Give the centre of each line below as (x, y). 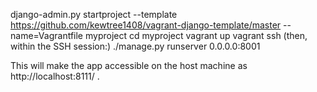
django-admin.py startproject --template (94, 14)
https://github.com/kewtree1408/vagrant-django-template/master (146, 25)
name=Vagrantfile (47, 35)
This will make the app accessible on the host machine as (129, 65)
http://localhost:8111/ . (55, 76)
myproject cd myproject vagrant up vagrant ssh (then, (196, 35)
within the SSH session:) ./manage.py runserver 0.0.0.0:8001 (135, 46)
